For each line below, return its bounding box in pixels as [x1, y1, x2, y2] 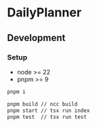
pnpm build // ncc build [7, 100, 78, 107]
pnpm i [7, 88, 26, 95]
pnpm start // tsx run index [7, 107, 90, 114]
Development [7, 32, 66, 44]
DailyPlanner [7, 5, 82, 20]
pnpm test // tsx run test [7, 113, 87, 120]
